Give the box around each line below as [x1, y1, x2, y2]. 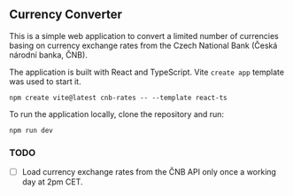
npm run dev [9, 126, 53, 135]
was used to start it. [9, 75, 81, 87]
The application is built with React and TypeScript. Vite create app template [9, 67, 285, 77]
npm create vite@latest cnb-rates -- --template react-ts [9, 93, 227, 102]
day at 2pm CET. [21, 176, 83, 187]
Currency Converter [9, 7, 122, 22]
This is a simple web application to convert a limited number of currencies [9, 30, 279, 41]
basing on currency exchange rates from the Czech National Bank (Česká [9, 40, 278, 51]
